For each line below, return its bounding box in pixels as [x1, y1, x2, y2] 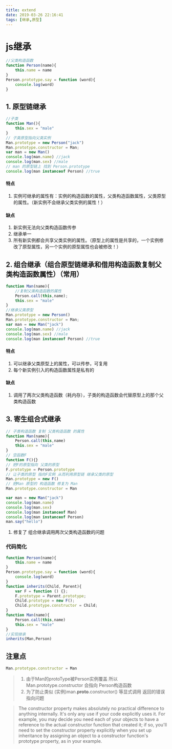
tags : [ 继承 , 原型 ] [6, 17, 42, 22]
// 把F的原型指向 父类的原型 [6, 462, 59, 467]
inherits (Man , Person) [6, 636, 52, 642]
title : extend [6, 7, 36, 13]
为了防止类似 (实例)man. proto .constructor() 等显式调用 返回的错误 [26, 689, 165, 695]
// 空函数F [6, 453, 27, 458]
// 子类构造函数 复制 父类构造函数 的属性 [6, 428, 85, 434]
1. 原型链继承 [6, 102, 47, 111]
